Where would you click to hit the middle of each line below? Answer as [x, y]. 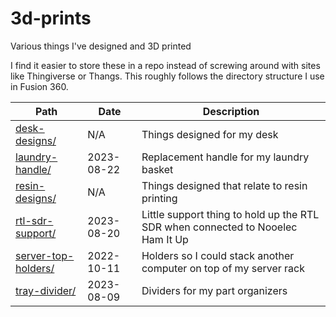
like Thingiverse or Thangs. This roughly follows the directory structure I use [167, 76]
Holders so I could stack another [218, 255]
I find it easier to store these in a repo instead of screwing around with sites [165, 65]
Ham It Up [165, 239]
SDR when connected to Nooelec [219, 227]
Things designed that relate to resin [224, 185]
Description [231, 111]
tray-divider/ [46, 290]
